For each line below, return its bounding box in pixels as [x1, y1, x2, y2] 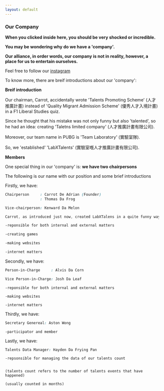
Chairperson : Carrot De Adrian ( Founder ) [5, 192, 102, 197]
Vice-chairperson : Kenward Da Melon [5, 206, 80, 210]
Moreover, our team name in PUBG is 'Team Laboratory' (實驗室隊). [5, 134, 140, 140]
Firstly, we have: [5, 183, 38, 188]
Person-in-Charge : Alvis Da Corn [5, 268, 84, 272]
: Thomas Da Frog [40, 196, 76, 202]
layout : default [5, 7, 38, 12]
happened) [5, 373, 25, 378]
